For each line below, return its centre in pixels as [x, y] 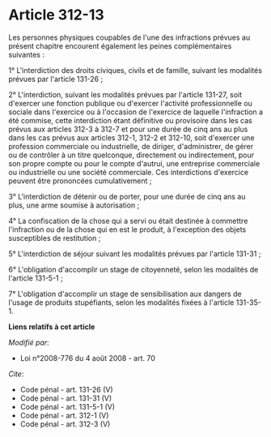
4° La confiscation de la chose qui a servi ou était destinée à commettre [128, 221]
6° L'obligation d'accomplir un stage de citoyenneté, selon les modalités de [133, 269]
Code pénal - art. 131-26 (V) [66, 389]
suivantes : [26, 54]
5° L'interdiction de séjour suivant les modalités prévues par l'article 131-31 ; [135, 254]
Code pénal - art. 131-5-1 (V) [68, 406]
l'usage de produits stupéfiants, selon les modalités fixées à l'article [121, 302]
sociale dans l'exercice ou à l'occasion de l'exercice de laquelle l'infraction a [136, 112]
